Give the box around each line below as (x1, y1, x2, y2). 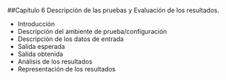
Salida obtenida (17, 50, 64, 58)
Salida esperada (17, 42, 65, 50)
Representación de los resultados (17, 65, 115, 73)
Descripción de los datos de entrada (17, 35, 124, 43)
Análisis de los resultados (17, 57, 93, 66)
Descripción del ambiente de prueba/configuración (17, 28, 167, 35)
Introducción (17, 20, 55, 28)
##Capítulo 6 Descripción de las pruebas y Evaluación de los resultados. (7, 6, 220, 14)
